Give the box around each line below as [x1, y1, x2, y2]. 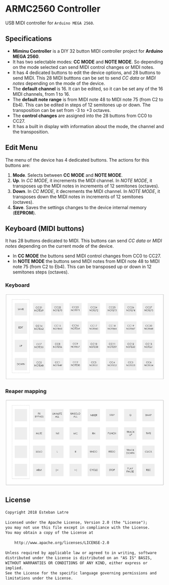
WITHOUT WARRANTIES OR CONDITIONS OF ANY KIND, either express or [5, 560, 148, 565]
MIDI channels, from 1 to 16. [12, 91, 70, 97]
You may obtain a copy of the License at [5, 530, 94, 535]
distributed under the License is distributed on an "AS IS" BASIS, [5, 555, 152, 560]
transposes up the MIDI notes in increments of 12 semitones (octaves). [12, 183, 159, 189]
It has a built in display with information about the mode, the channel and [12, 123, 164, 129]
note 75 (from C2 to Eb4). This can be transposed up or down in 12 [12, 264, 152, 270]
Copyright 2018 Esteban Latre [5, 510, 69, 515]
